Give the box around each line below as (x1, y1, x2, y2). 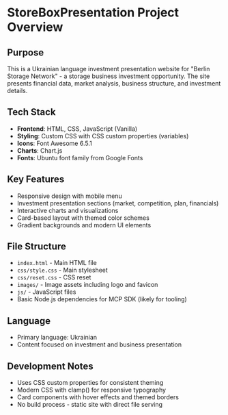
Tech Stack (7, 106, 56, 118)
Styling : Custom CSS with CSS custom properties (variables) (16, 131, 189, 140)
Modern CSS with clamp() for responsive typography (16, 386, 166, 394)
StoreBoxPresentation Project (7, 5, 180, 21)
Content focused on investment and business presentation (16, 340, 182, 349)
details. (7, 87, 28, 95)
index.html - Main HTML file (16, 259, 97, 267)
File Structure (7, 241, 66, 253)
